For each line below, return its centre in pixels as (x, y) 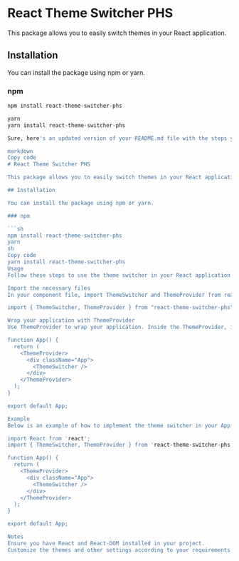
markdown (20, 151)
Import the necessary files (49, 288)
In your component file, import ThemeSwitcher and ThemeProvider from (114, 295)
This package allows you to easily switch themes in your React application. (117, 33)
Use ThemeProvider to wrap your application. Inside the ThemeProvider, (117, 327)
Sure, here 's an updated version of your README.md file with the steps (117, 138)
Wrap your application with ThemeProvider (71, 320)
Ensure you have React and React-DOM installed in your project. (106, 543)
